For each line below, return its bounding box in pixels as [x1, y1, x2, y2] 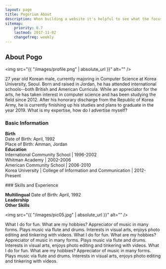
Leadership [5, 197, 29, 203]
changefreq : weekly [14, 35, 54, 40]
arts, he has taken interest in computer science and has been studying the [5, 91, 157, 97]
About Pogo [5, 53, 42, 62]
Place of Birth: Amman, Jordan [5, 141, 68, 147]
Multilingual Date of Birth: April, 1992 [5, 192, 82, 197]
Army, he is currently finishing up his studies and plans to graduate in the [5, 102, 154, 108]
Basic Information [5, 119, 49, 126]
